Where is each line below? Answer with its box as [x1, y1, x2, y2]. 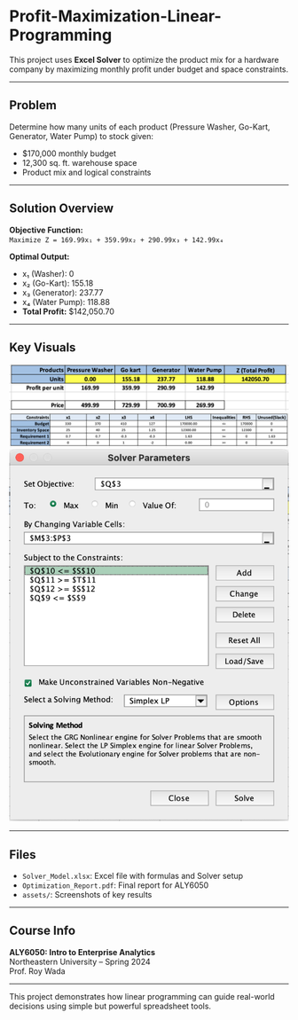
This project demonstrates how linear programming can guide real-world [9, 991, 275, 1001]
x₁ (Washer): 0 [21, 268, 74, 279]
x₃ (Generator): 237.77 [21, 286, 104, 298]
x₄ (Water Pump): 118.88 [21, 296, 111, 307]
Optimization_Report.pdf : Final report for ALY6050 [21, 880, 209, 891]
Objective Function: [9, 224, 84, 235]
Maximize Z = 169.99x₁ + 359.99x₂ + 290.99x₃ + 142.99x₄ [9, 235, 224, 245]
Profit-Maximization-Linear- [9, 6, 222, 27]
